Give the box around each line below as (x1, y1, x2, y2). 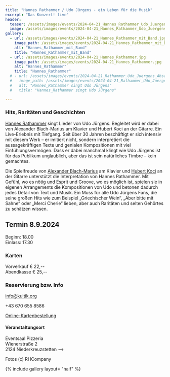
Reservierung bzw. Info (5, 281, 64, 288)
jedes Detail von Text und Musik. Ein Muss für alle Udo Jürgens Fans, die (5, 189, 157, 195)
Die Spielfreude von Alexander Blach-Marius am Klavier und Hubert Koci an (5, 168, 163, 174)
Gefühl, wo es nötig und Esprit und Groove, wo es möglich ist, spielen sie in (5, 179, 162, 185)
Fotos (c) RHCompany (5, 356, 52, 362)
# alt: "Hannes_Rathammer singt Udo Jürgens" (10, 83, 112, 88)
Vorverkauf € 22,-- (5, 263, 45, 269)
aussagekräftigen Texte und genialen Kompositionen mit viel (5, 142, 131, 148)
